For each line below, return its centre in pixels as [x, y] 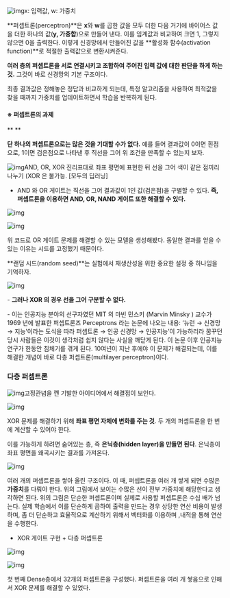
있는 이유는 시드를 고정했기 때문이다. [55, 249]
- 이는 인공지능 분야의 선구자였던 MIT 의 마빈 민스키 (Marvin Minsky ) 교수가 [110, 314]
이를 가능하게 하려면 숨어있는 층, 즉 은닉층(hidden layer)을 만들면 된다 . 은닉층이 [114, 444]
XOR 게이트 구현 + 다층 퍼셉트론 [60, 538]
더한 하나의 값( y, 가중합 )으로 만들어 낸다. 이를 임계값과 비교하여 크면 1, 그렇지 [116, 34]
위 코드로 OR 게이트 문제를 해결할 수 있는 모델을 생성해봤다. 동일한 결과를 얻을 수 [114, 240]
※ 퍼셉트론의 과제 [30, 114]
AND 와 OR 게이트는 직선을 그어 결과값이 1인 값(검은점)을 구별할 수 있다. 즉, [118, 191]
